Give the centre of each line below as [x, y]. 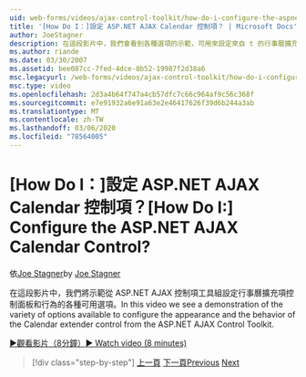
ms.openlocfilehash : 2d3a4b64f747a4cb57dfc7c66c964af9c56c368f [132, 94]
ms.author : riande [44, 52]
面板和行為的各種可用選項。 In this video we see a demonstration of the [150, 304]
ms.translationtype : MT [55, 111]
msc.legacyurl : [38, 78]
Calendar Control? [80, 247]
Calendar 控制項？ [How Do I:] [122, 208]
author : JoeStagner [46, 35]
